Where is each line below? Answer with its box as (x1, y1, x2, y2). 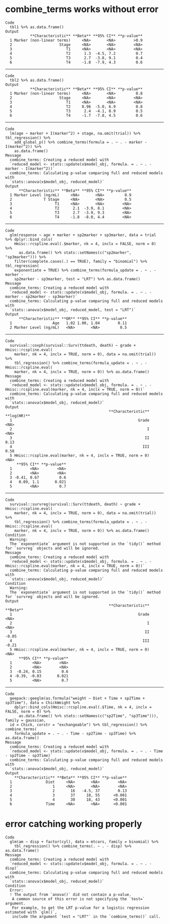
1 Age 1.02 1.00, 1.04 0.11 (10, 321, 127, 326)
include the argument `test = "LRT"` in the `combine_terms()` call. (12, 914, 161, 919)
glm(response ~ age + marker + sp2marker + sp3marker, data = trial (10, 233, 156, 238)
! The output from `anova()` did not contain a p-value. (10, 892, 132, 897)
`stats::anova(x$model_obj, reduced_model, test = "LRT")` (10, 307, 136, 313)
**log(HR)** (5, 413, 30, 418)
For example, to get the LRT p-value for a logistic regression (12, 905, 150, 910)
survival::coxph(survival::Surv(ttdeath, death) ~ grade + (10, 343, 136, 348)
